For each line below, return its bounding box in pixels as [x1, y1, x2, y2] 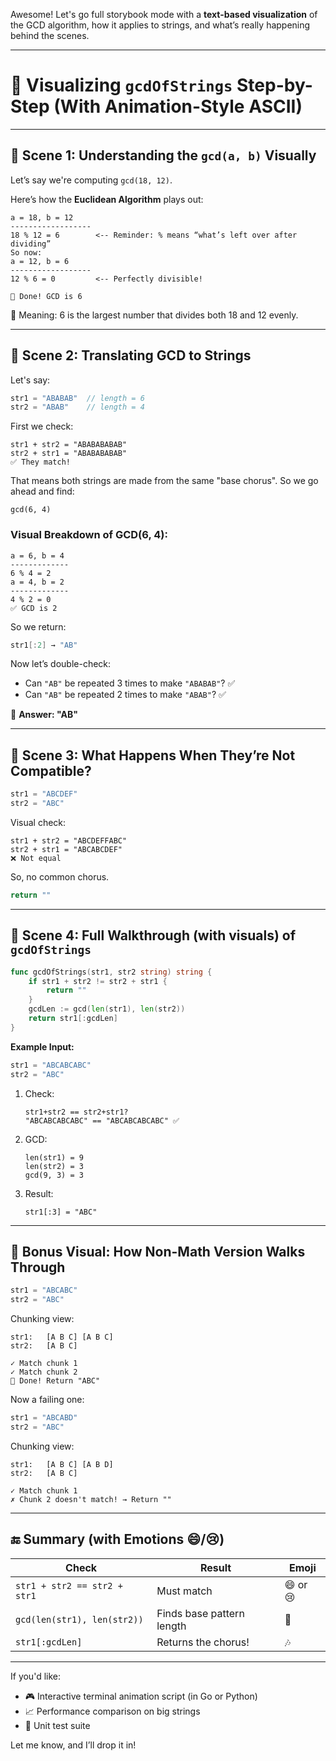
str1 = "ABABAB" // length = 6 [10, 393, 145, 403]
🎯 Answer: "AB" [10, 709, 78, 721]
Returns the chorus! [156, 1635, 250, 1649]
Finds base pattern [156, 1606, 245, 1620]
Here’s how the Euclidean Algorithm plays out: [10, 193, 204, 205]
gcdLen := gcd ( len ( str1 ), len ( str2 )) [28, 1004, 186, 1014]
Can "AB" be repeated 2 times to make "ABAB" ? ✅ [24, 689, 227, 701]
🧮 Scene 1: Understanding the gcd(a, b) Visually [10, 147, 317, 164]
